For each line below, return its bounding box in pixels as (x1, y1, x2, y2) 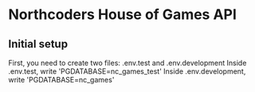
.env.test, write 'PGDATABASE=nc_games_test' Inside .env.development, (8, 67, 246, 76)
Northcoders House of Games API (8, 6, 237, 24)
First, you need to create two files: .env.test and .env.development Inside (8, 58, 247, 67)
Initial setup (8, 37, 69, 51)
